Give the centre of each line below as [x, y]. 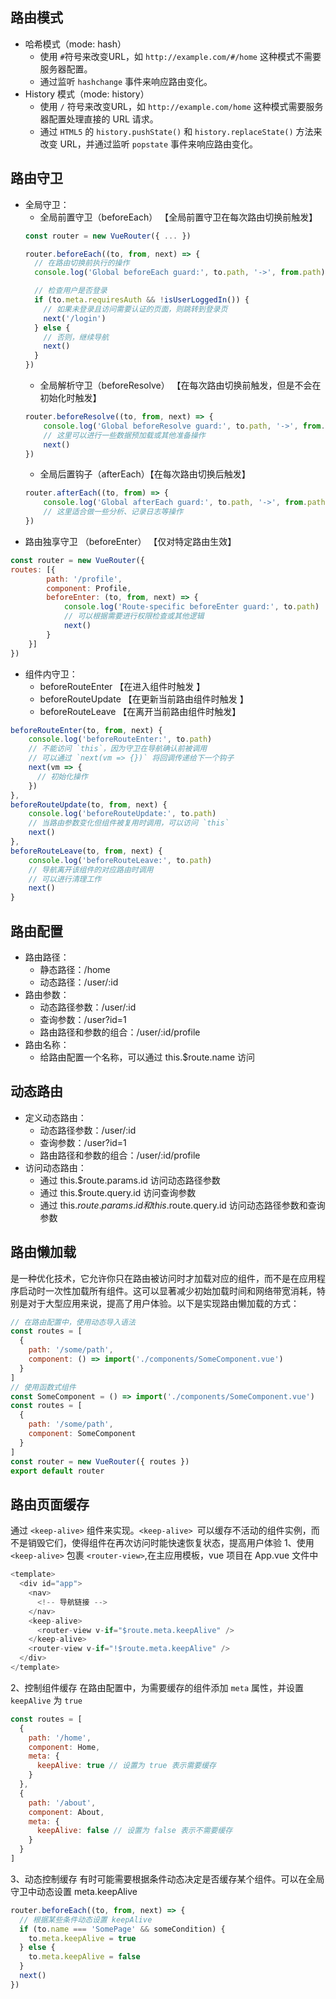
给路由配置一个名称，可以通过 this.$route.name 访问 [147, 1057]
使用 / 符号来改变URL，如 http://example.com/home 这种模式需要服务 [181, 106]
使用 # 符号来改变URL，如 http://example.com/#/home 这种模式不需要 [180, 56]
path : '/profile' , [84, 579]
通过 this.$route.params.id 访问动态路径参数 [130, 1180]
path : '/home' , [60, 1738]
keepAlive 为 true [46, 1700]
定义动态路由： [55, 1117]
